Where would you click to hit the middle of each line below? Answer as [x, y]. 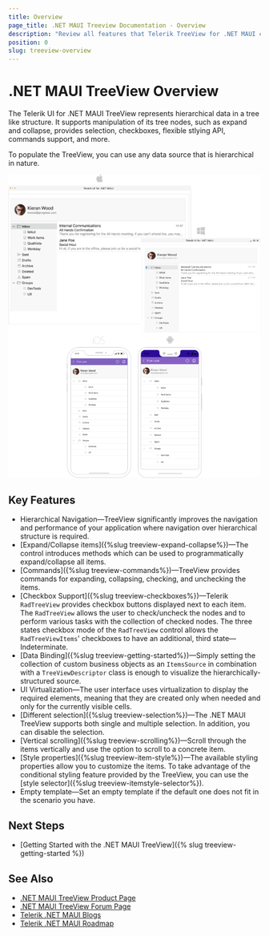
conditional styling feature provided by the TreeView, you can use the [134, 775]
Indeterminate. [44, 647]
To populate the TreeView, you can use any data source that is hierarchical [131, 155]
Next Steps [36, 825]
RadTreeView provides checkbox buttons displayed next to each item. [133, 604]
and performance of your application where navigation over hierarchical [139, 528]
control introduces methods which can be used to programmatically [132, 554]
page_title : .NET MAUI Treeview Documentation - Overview [107, 25]
